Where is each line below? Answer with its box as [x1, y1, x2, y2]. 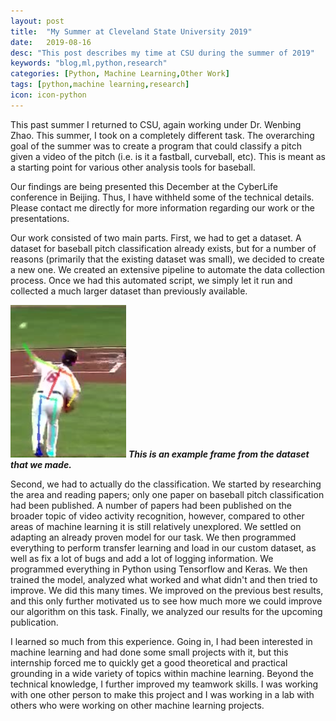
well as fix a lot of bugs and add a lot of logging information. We [10, 552, 274, 564]
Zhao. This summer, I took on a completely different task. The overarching [10, 129, 315, 141]
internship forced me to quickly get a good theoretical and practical [10, 656, 288, 669]
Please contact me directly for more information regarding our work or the [10, 201, 315, 214]
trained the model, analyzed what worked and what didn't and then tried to [10, 573, 318, 585]
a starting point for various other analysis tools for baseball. [10, 161, 256, 173]
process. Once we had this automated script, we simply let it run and [10, 274, 293, 286]
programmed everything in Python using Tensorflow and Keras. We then [10, 563, 308, 575]
